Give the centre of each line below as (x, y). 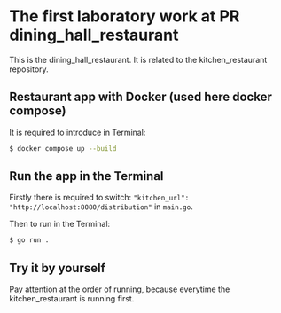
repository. (29, 69)
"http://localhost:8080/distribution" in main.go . (101, 207)
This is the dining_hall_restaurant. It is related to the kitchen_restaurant (138, 59)
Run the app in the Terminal (86, 176)
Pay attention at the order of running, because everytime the (120, 289)
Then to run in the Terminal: (60, 224)
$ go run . (29, 240)
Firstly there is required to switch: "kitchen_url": (99, 198)
